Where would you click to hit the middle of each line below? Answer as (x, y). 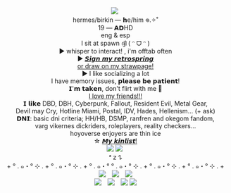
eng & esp (115, 35)
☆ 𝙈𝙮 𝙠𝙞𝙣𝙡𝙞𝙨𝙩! (115, 141)
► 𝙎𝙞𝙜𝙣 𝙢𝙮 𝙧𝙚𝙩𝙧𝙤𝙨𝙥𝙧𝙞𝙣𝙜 (115, 58)
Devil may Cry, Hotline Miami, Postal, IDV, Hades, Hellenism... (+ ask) (115, 111)
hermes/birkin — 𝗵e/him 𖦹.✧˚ (115, 20)
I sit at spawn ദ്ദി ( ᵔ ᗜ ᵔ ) (115, 43)
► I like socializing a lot (115, 74)
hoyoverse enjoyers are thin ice (115, 133)
